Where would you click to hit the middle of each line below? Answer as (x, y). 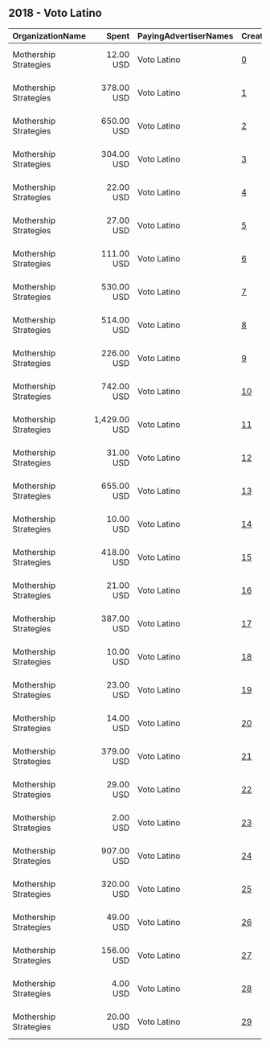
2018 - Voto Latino (55, 13)
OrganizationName (49, 35)
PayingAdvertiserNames (186, 35)
